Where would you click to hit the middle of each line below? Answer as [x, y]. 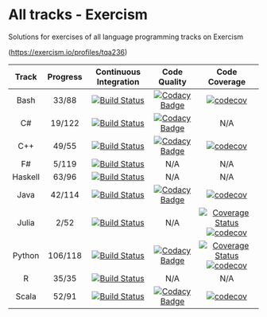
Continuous [118, 72]
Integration [118, 81]
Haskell [26, 177]
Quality [172, 81]
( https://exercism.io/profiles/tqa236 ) [68, 52]
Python [26, 255]
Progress [65, 76]
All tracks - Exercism [78, 15]
